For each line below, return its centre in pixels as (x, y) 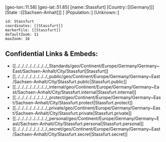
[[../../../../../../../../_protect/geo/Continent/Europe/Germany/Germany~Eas (86, 97)
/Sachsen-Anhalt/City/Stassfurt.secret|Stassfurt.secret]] (70, 134)
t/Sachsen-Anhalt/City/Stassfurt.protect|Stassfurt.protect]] (72, 102)
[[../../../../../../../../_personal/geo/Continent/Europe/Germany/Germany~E (86, 118)
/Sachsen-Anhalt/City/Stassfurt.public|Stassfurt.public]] (70, 82)
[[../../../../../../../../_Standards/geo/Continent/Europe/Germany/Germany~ (86, 66)
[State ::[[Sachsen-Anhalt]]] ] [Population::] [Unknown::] (62, 12)
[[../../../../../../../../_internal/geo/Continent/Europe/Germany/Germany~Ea (86, 87)
